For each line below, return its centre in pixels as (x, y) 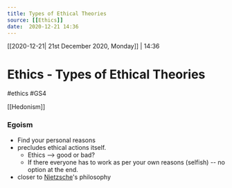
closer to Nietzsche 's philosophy (64, 177)
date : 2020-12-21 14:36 (43, 26)
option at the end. (53, 169)
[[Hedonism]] (26, 107)
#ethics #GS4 (27, 94)
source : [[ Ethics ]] (35, 20)
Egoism (20, 125)
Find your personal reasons (56, 140)
